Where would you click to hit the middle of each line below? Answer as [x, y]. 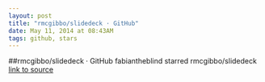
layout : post [30, 16]
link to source [31, 70]
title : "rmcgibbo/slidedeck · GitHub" [74, 23]
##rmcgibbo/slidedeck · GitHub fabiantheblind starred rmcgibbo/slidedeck [132, 61]
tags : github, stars [43, 38]
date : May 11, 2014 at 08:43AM [61, 31]
